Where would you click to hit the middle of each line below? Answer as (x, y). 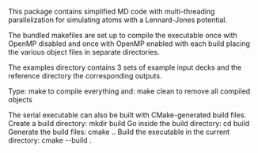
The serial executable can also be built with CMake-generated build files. (127, 115)
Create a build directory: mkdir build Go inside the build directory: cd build (129, 123)
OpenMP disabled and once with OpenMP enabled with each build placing (129, 44)
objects (21, 99)
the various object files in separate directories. (84, 52)
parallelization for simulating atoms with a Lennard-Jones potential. (118, 20)
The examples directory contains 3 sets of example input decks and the (125, 67)
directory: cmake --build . (50, 140)
